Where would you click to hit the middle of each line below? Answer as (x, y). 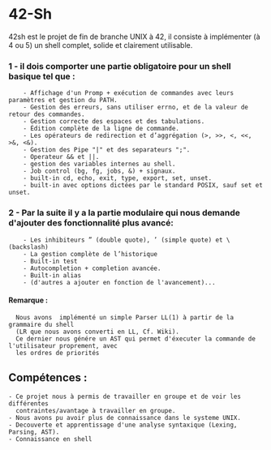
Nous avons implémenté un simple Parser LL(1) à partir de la (125, 317)
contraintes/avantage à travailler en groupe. (96, 410)
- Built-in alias (52, 275)
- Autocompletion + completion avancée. (92, 268)
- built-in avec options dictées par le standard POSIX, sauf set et (143, 186)
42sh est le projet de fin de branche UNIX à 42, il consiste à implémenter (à (135, 36)
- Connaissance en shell (50, 439)
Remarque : (28, 300)
